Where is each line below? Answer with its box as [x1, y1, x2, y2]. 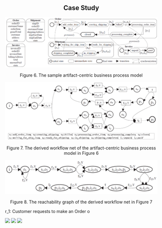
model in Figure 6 [63, 150, 99, 156]
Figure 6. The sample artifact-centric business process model [20, 72, 143, 78]
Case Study [63, 4, 99, 12]
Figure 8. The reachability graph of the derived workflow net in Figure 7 [10, 199, 152, 205]
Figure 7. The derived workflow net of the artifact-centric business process [6, 145, 156, 151]
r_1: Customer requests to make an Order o [5, 208, 90, 214]
